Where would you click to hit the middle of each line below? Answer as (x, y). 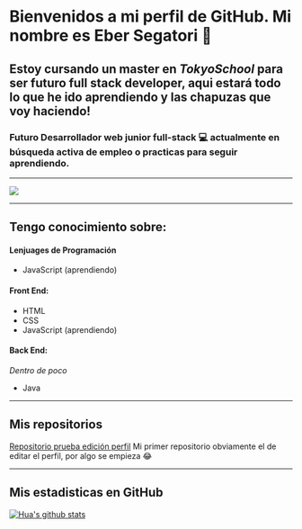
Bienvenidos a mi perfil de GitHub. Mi (151, 17)
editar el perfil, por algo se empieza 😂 (81, 455)
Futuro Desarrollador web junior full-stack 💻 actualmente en (145, 137)
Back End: (28, 350)
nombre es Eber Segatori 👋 (111, 36)
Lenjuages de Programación (63, 250)
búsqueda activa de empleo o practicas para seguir (124, 152)
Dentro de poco (38, 370)
